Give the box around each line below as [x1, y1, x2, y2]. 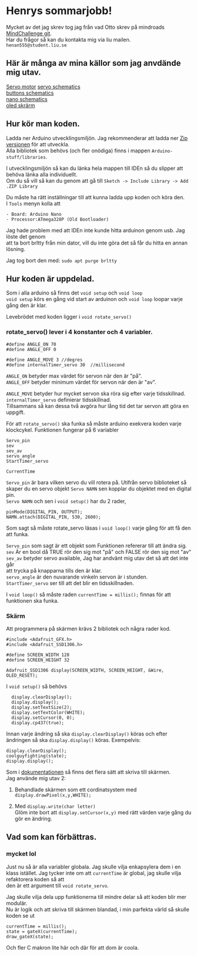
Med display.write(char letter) [14, 803, 96, 810]
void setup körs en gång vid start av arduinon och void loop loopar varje [6, 296, 183, 303]
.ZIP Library [6, 183, 38, 189]
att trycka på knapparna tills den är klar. [6, 567, 102, 574]
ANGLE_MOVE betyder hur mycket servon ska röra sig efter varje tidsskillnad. [6, 390, 186, 397]
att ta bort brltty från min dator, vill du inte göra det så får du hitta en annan [6, 239, 188, 246]
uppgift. [6, 409, 25, 416]
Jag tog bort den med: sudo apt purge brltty [6, 257, 117, 264]
